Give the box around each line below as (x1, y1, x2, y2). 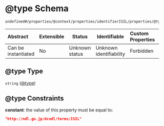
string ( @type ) (5, 80, 36, 86)
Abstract (7, 33, 28, 40)
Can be (7, 44, 24, 51)
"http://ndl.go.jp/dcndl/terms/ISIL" (5, 117, 82, 122)
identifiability (95, 50, 125, 57)
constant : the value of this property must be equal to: (5, 107, 113, 113)
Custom (130, 30, 149, 37)
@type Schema (5, 3, 69, 14)
